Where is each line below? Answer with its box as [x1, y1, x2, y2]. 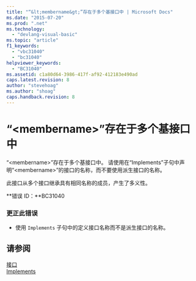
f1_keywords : [6, 43, 40, 49]
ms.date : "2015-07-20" [6, 15, 64, 21]
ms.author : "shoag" [6, 88, 56, 94]
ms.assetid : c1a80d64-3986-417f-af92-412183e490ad [6, 71, 138, 77]
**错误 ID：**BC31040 [6, 192, 65, 199]
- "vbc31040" [12, 49, 45, 55]
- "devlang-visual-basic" [12, 32, 78, 38]
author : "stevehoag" [6, 83, 59, 89]
